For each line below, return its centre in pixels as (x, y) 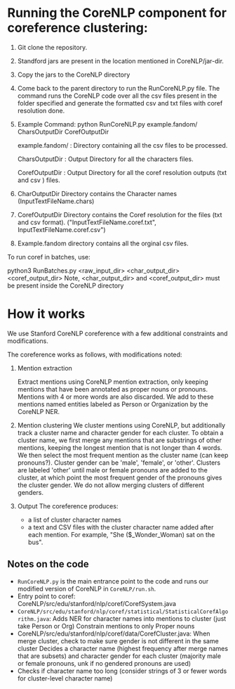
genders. (31, 492)
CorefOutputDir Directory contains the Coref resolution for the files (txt (120, 214)
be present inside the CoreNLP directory (66, 285)
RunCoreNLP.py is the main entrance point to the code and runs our (113, 581)
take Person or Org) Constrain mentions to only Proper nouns (106, 626)
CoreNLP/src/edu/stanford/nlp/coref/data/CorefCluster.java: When (114, 633)
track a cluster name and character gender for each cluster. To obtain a (120, 432)
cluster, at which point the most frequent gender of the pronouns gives (120, 477)
